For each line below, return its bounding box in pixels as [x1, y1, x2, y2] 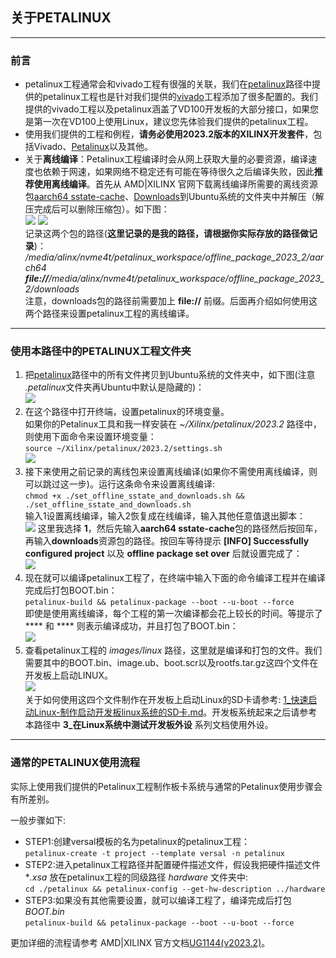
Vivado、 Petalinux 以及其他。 [33, 141, 153, 153]
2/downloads [24, 283, 80, 295]
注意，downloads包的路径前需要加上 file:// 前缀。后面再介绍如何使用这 [24, 295, 318, 307]
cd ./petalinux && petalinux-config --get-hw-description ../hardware [24, 884, 326, 894]
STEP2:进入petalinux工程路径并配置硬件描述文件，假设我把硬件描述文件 [24, 858, 321, 870]
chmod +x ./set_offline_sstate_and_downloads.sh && [24, 491, 245, 502]
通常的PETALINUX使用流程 [10, 756, 141, 770]
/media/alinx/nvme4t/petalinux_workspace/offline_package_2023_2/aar [24, 251, 325, 263]
